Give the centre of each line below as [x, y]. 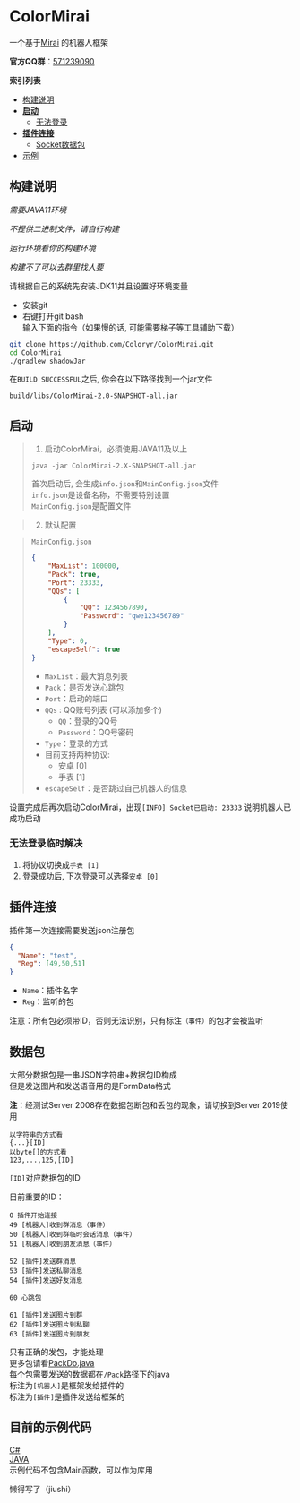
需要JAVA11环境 [38, 210]
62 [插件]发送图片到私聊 [49, 1324]
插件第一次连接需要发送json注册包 [72, 930]
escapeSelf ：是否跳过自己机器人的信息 [116, 788]
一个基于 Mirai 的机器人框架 [59, 42]
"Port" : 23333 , [76, 583]
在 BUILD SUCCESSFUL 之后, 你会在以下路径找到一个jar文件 [111, 379]
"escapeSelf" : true [84, 649]
